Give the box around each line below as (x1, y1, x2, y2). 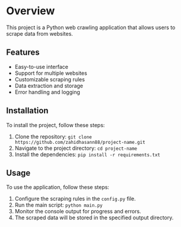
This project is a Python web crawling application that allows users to (6, 24, 176, 31)
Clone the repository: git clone (14, 133, 92, 140)
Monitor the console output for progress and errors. (14, 208, 141, 215)
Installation (6, 106, 49, 116)
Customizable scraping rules (14, 75, 85, 83)
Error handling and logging (14, 88, 80, 96)
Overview (6, 4, 55, 18)
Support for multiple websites (14, 70, 87, 77)
